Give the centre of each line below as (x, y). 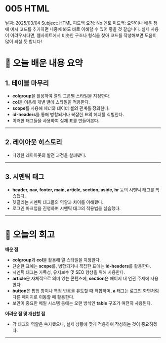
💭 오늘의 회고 (30, 235)
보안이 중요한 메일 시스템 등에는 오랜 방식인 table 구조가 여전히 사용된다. (82, 303)
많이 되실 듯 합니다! (23, 41)
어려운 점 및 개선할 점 (25, 313)
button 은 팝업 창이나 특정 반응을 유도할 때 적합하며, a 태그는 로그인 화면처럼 (85, 291)
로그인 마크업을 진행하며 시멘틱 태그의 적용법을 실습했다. (66, 208)
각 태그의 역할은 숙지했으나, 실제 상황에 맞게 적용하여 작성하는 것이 (76, 324)
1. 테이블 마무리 (27, 83)
